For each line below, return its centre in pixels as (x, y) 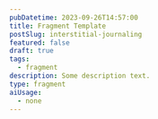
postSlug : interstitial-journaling (76, 34)
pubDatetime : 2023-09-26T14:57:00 (74, 17)
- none (30, 101)
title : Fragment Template (57, 26)
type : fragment (38, 84)
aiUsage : (26, 92)
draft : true (31, 51)
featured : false (39, 42)
